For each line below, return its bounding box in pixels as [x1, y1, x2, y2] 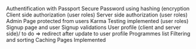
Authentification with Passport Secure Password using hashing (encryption [6, 5, 190, 12]
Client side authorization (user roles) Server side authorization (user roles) [6, 11, 188, 18]
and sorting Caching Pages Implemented [6, 37, 106, 43]
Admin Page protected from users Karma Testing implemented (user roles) [6, 18, 189, 24]
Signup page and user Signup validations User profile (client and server [6, 24, 181, 31]
